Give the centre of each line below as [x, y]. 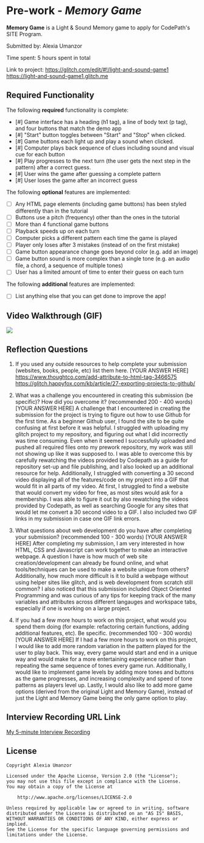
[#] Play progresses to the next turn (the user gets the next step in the [103, 161]
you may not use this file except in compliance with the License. [94, 781]
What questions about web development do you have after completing [103, 530]
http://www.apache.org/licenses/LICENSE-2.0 [75, 797]
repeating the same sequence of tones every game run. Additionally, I [103, 666]
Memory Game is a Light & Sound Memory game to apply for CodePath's [98, 27]
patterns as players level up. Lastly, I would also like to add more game [104, 685]
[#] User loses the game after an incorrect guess [76, 180]
